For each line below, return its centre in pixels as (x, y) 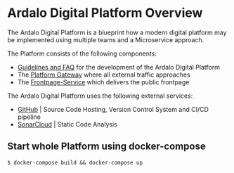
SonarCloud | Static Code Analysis (67, 124)
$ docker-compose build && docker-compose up (75, 162)
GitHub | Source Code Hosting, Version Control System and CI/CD (113, 109)
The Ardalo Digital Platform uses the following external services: (100, 96)
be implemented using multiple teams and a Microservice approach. (106, 39)
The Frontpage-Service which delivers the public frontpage (103, 82)
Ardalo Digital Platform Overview (105, 13)
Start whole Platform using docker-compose (106, 147)
